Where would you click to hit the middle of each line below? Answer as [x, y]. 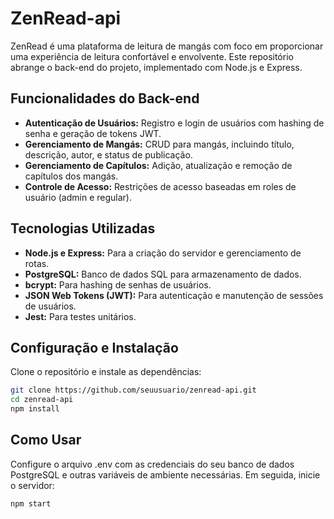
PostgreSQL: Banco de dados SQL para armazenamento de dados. [163, 274]
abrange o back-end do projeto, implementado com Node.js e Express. [156, 67]
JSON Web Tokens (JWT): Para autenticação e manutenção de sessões [174, 295]
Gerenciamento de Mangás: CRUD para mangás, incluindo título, [159, 144]
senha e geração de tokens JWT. [93, 133]
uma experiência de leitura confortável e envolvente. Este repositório [152, 56]
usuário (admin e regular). [78, 197]
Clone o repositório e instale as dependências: [106, 372]
